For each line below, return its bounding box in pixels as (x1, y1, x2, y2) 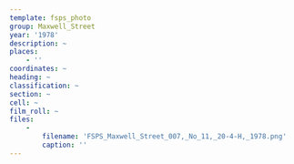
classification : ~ (9, 81, 79, 90)
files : (9, 115, 35, 124)
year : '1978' (9, 30, 59, 39)
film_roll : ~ (9, 107, 59, 116)
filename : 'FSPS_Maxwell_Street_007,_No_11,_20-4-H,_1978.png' (42, 132, 287, 141)
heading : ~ (9, 73, 51, 82)
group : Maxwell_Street (9, 22, 96, 31)
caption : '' (42, 140, 88, 149)
